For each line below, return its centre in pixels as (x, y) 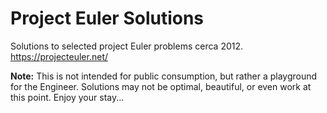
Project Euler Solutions (107, 18)
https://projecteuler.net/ (59, 56)
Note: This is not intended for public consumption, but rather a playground (164, 76)
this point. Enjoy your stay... (67, 97)
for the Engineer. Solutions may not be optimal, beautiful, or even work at (161, 86)
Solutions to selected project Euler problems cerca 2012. (127, 46)
